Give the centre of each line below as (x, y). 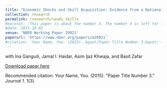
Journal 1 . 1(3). (20, 81)
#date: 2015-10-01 (24, 28)
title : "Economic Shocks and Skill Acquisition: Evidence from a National (84, 10)
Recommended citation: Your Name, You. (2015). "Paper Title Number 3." (80, 76)
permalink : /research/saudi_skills (42, 19)
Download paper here (27, 66)
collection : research (28, 14)
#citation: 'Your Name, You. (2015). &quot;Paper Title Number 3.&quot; (82, 42)
